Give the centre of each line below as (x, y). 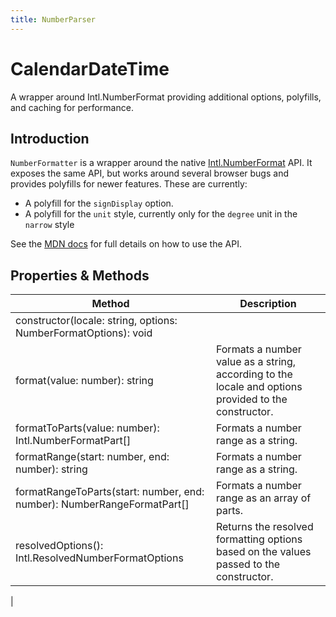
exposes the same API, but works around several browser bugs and (149, 173)
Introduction (50, 138)
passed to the (248, 564)
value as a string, (256, 362)
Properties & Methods (80, 275)
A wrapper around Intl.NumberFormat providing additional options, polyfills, (166, 97)
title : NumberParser (53, 19)
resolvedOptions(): (59, 546)
